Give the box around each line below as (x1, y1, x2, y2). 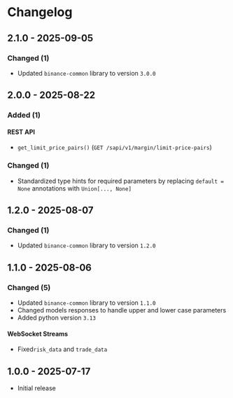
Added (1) (7, 110, 41, 120)
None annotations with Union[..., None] (17, 184, 132, 193)
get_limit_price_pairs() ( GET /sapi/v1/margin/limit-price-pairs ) (17, 143, 212, 151)
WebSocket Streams (7, 329, 69, 338)
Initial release (17, 384, 56, 392)
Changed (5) (7, 282, 51, 292)
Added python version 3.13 (17, 313, 97, 322)
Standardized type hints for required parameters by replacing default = (17, 177, 224, 185)
